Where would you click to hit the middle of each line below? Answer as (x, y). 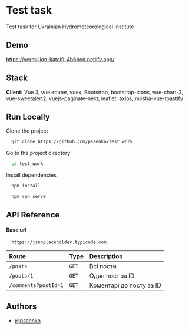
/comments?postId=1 (36, 286)
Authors (21, 306)
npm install (26, 186)
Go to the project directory (38, 153)
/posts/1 (21, 276)
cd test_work (27, 164)
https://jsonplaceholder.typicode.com (59, 242)
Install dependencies (31, 175)
